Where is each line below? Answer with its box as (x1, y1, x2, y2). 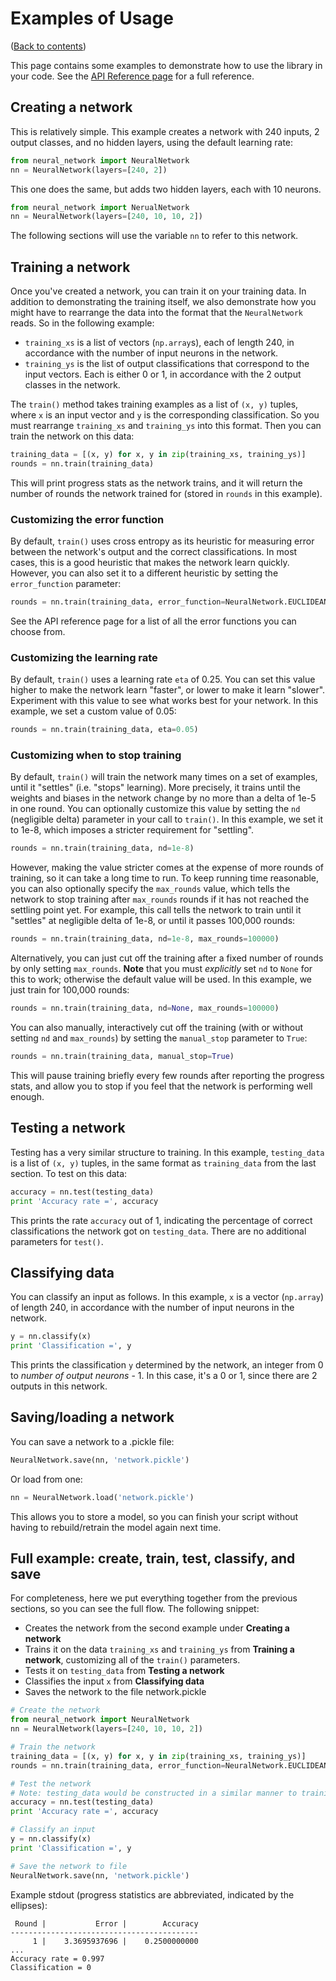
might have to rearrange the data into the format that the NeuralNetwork (10, 307, 304, 319)
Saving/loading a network (10, 1409, 175, 1426)
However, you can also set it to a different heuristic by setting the (10, 567, 279, 579)
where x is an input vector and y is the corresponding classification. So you (10, 409, 320, 421)
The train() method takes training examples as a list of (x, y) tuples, (10, 398, 299, 411)
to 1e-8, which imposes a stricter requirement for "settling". (10, 824, 255, 836)
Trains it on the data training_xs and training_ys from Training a (24, 1643, 295, 1656)
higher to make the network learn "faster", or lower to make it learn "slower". (10, 684, 326, 696)
